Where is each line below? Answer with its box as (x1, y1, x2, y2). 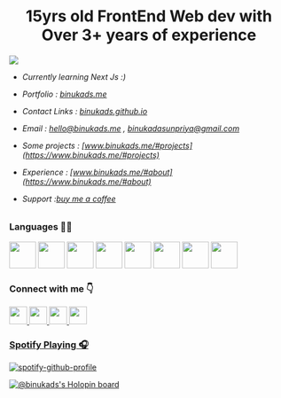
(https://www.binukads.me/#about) (21, 176, 152, 187)
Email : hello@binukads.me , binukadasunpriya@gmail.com (21, 122, 240, 134)
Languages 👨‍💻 (9, 221, 73, 233)
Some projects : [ (21, 140, 85, 151)
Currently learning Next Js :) (21, 71, 127, 82)
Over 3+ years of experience (41, 25, 257, 45)
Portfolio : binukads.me (21, 89, 107, 99)
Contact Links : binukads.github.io (21, 105, 148, 116)
